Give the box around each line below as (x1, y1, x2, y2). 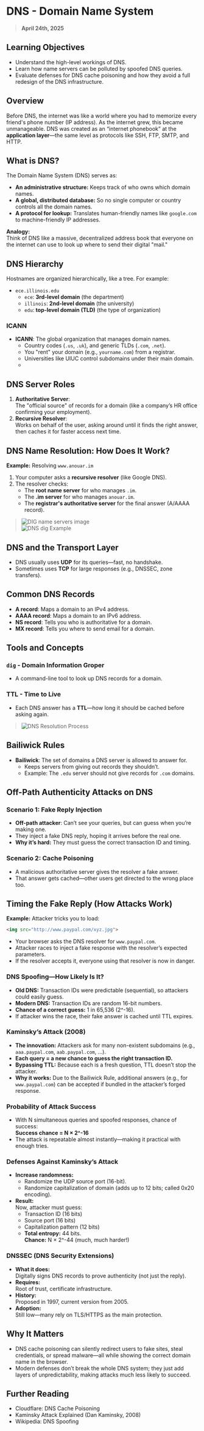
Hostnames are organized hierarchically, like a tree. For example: (6, 275, 169, 283)
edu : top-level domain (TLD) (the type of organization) (24, 306, 161, 314)
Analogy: (6, 228, 30, 235)
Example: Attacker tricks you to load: (6, 915, 100, 922)
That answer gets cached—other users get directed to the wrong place (15, 875, 194, 882)
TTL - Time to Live (6, 690, 62, 698)
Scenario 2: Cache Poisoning (6, 854, 94, 863)
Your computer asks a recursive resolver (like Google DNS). (15, 474, 167, 481)
